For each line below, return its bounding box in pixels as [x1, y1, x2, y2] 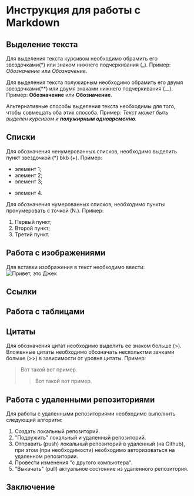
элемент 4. [14, 189, 43, 196]
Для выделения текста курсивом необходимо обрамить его [6, 55, 158, 62]
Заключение [6, 482, 55, 492]
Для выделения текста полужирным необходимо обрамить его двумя [6, 79, 183, 86]
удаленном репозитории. [14, 453, 78, 460]
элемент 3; [14, 177, 43, 185]
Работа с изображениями [6, 248, 106, 258]
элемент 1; [14, 165, 42, 172]
